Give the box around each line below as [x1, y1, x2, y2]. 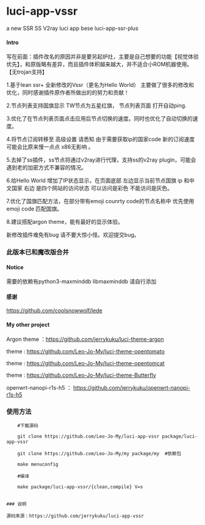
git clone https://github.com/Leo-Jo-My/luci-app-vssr [17, 433, 160, 439]
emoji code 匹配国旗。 [6, 205, 63, 212]
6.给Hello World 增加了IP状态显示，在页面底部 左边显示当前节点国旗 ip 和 [6, 177, 190, 184]
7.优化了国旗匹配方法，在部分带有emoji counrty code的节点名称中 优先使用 [6, 198, 194, 205]
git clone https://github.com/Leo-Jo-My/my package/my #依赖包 [17, 450, 182, 456]
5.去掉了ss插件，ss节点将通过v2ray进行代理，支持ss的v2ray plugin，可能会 [6, 156, 196, 163]
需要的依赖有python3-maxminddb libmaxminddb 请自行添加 [6, 278, 157, 285]
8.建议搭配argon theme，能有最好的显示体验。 [6, 218, 123, 226]
